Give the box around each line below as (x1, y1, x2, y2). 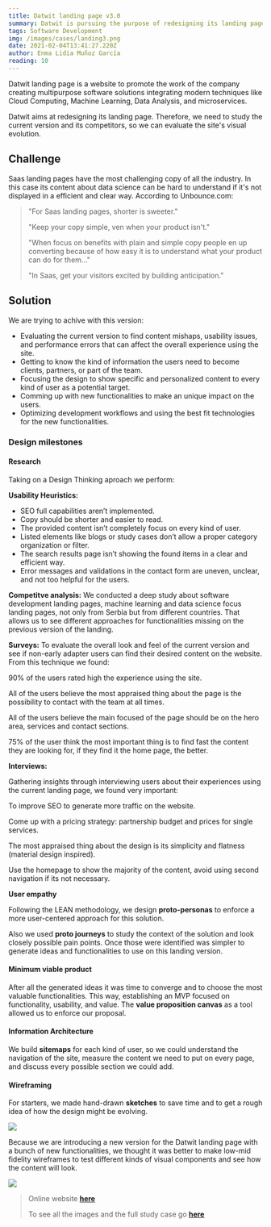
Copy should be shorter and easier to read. (19, 514, 164, 524)
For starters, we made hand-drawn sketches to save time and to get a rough (8, 1098, 263, 1108)
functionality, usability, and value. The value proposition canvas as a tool (8, 1000, 252, 1009)
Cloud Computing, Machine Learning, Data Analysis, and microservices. (8, 96, 248, 106)
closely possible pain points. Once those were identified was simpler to (8, 937, 245, 947)
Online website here (27, 1194, 95, 1204)
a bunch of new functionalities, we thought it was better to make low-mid (8, 1146, 252, 1156)
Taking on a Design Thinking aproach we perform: (8, 474, 175, 484)
